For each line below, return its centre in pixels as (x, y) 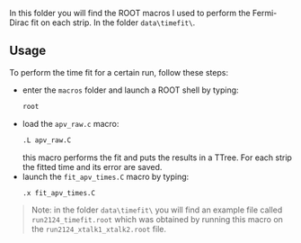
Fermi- (265, 13)
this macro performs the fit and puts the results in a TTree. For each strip (157, 157)
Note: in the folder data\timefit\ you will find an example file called (157, 210)
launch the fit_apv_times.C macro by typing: (106, 176)
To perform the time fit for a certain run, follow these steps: (119, 72)
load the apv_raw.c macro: (71, 123)
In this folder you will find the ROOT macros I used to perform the (130, 13)
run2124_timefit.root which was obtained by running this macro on (157, 220)
